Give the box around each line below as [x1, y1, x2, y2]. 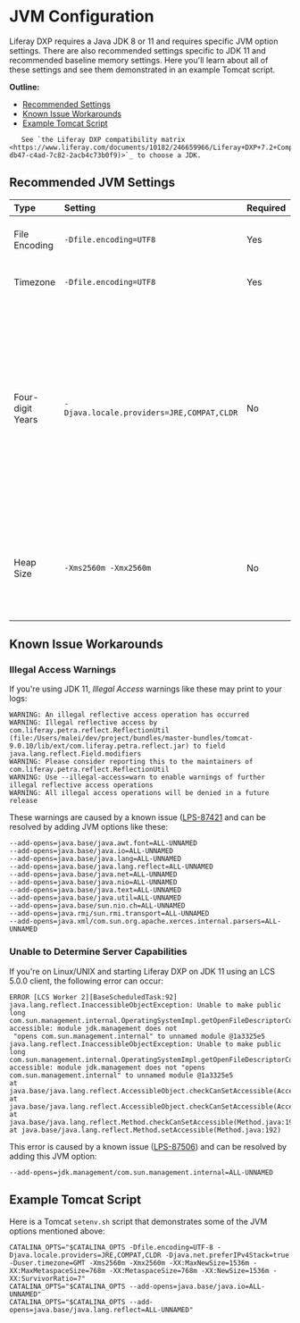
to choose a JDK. [137, 150, 202, 160]
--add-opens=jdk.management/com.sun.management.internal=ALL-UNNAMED [9, 1168, 274, 1176]
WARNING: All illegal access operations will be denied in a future [9, 789, 270, 798]
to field [193, 741, 226, 751]
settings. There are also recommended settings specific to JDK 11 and [9, 45, 266, 55]
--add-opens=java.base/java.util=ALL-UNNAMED [9, 893, 181, 903]
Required [246, 201, 287, 214]
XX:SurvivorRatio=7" [9, 1274, 87, 1283]
